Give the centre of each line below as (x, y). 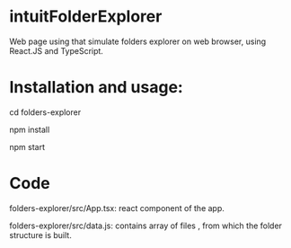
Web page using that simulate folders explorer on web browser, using (138, 41)
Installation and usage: (97, 88)
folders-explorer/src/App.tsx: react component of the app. (117, 208)
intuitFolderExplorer (86, 17)
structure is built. (40, 235)
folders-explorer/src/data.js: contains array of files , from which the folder (146, 226)
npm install (30, 129)
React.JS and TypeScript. (56, 50)
